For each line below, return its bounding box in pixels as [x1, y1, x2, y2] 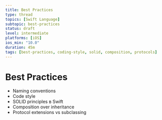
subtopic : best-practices [5, 21, 60, 27]
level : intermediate [5, 31, 49, 36]
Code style [12, 93, 35, 99]
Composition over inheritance [12, 104, 74, 110]
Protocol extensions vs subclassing [12, 109, 87, 115]
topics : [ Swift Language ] [5, 17, 60, 22]
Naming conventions [12, 88, 56, 94]
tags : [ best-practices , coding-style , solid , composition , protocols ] [5, 49, 157, 54]
